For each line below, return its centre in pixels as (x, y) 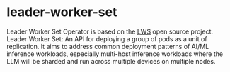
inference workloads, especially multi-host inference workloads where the (115, 54)
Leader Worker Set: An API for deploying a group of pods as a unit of (107, 38)
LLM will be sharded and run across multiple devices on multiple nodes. (111, 61)
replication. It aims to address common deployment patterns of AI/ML (108, 46)
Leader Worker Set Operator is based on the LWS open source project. (110, 31)
